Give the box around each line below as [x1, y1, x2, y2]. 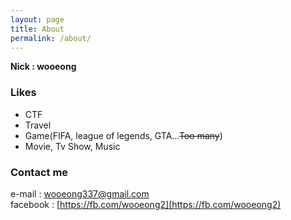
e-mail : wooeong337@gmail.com [10, 187, 150, 200]
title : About [10, 24, 65, 34]
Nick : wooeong [10, 61, 77, 73]
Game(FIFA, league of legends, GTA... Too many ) [24, 129, 223, 141]
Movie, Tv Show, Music [24, 140, 121, 152]
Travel [24, 119, 52, 131]
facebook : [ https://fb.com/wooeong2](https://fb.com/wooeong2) [10, 198, 282, 210]
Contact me [10, 165, 69, 179]
